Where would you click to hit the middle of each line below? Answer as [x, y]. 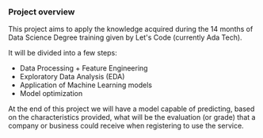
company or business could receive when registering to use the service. [126, 126]
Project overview [42, 12]
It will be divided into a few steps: [63, 53]
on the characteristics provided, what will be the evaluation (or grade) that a [132, 117]
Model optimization [51, 94]
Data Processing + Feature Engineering [84, 68]
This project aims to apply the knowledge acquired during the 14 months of [131, 29]
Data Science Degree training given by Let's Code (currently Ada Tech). [126, 37]
